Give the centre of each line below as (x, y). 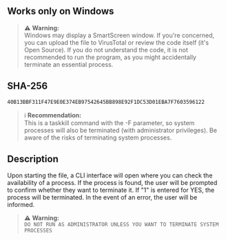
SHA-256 (28, 86)
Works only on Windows (61, 11)
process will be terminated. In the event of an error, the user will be (102, 197)
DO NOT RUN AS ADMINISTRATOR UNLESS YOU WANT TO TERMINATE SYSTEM (121, 225)
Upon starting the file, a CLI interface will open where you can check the (110, 175)
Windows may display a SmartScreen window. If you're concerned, (119, 35)
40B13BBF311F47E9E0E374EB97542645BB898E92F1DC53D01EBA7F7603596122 (106, 102)
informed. (21, 205)
